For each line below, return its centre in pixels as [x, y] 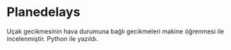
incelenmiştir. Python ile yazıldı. [52, 38]
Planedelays [43, 12]
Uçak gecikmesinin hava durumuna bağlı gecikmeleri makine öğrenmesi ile [115, 31]
